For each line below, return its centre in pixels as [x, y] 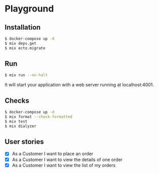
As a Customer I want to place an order [53, 154]
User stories [24, 142]
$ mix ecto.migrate [25, 48]
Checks [17, 101]
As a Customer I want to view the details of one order [67, 159]
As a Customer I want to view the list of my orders [64, 165]
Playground [29, 9]
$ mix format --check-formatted [38, 117]
